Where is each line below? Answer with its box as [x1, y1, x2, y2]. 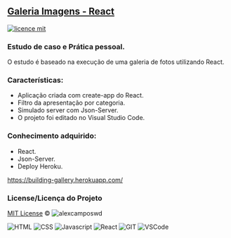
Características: [7, 75, 64, 85]
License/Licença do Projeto [7, 193, 103, 203]
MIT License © [7, 209, 51, 217]
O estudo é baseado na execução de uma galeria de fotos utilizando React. [7, 58, 225, 66]
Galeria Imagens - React [7, 6, 114, 18]
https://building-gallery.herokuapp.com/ [7, 176, 124, 184]
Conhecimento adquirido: [7, 131, 97, 141]
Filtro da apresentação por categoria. [17, 98, 126, 107]
